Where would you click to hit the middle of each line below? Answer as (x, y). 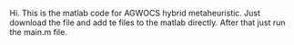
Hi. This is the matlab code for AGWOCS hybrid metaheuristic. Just (135, 13)
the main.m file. (39, 32)
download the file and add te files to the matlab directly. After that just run (147, 22)
